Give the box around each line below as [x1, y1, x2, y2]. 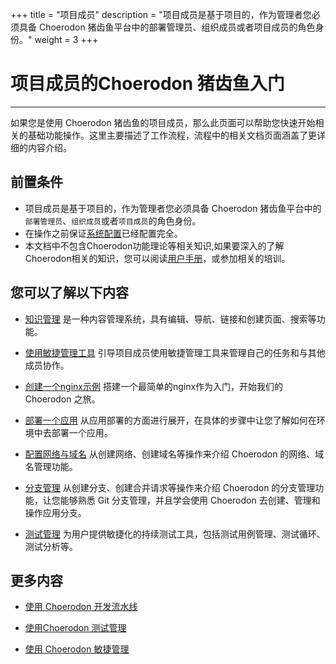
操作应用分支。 [24, 506, 87, 518]
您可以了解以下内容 [10, 284, 129, 302]
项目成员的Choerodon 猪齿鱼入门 [10, 73, 285, 95]
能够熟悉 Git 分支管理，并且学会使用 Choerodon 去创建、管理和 [59, 494, 321, 506]
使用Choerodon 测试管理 [24, 622, 127, 634]
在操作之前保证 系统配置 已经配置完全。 [24, 227, 183, 239]
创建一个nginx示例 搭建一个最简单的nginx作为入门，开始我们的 [24, 380, 284, 392]
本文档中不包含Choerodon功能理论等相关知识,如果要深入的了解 [24, 239, 285, 252]
